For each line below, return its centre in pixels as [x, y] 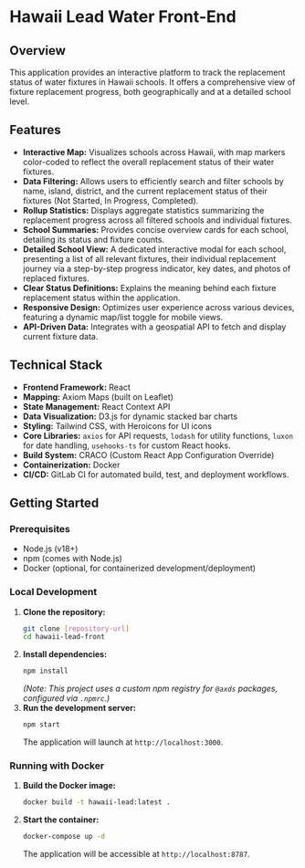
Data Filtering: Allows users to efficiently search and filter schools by [153, 181]
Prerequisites [40, 528]
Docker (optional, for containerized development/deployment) [139, 569]
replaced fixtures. [56, 278]
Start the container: [61, 820]
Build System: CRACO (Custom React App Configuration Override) [148, 455]
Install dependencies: [65, 654]
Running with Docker [57, 766]
